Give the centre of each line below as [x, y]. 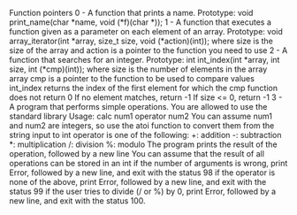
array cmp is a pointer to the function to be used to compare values [132, 78]
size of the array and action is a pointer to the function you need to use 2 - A [148, 50]
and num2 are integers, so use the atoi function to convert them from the [142, 126]
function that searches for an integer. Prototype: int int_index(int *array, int [145, 60]
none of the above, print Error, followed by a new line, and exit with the [138, 182]
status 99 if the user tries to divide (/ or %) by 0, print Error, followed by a [143, 191]
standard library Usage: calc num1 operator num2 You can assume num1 [141, 116]
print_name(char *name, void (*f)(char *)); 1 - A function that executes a [141, 22]
